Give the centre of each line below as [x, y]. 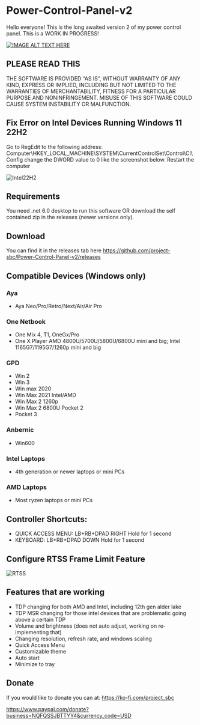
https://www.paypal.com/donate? [47, 709]
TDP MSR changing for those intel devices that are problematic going [101, 613]
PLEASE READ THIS [43, 64]
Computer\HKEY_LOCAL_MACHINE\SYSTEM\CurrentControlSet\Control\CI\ [100, 153]
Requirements [33, 196]
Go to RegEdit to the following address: [55, 147]
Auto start [27, 658]
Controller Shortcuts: [47, 519]
